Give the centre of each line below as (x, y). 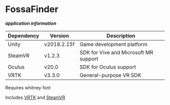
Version (59, 35)
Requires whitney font (28, 87)
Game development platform (114, 44)
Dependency (24, 35)
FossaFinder (32, 9)
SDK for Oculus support (108, 67)
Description (121, 35)
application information (31, 23)
